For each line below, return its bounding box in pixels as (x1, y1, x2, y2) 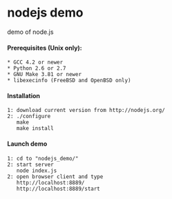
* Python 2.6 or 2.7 (7, 65, 67, 72)
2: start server (7, 161, 54, 168)
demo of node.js (7, 28, 54, 36)
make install (16, 125, 54, 132)
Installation (7, 91, 40, 99)
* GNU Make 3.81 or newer (7, 71, 82, 78)
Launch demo (7, 140, 48, 148)
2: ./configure (7, 113, 51, 120)
